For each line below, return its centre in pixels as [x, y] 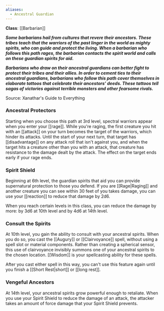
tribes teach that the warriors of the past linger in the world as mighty [78, 42]
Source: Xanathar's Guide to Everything [45, 98]
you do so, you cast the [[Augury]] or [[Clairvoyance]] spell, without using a [82, 239]
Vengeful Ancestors [30, 282]
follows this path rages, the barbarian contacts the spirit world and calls [81, 53]
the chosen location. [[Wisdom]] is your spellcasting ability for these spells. [81, 255]
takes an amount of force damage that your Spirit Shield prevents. [72, 303]
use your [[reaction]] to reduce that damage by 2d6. [58, 196]
